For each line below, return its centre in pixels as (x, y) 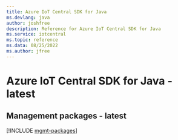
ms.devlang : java (28, 17)
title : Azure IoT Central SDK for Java (57, 12)
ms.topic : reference (32, 40)
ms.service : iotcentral (36, 34)
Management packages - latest (67, 116)
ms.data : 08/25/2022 (32, 46)
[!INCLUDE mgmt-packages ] (42, 130)
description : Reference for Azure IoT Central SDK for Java (84, 29)
